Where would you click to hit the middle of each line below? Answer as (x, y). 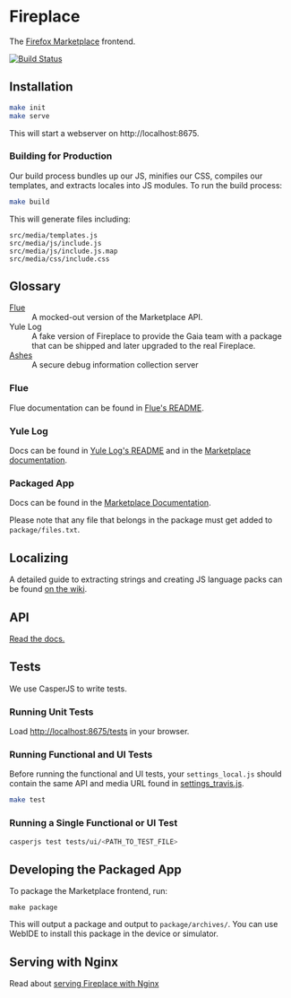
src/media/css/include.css (60, 259)
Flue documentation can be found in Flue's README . (107, 408)
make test (28, 800)
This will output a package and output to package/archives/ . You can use (144, 924)
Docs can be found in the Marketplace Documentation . (111, 503)
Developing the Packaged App (95, 869)
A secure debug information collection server (115, 365)
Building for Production (61, 156)
